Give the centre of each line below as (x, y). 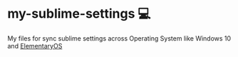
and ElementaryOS (35, 46)
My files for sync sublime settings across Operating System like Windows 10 (119, 38)
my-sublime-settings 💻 (79, 14)
